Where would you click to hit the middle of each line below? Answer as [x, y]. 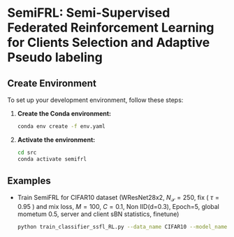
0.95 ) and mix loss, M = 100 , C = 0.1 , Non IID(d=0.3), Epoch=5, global [118, 207]
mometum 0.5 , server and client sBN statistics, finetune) [98, 214]
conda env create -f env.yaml [61, 127]
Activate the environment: [56, 139]
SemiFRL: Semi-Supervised [89, 13]
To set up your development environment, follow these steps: [95, 100]
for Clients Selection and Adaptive [109, 43]
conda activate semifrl [52, 159]
